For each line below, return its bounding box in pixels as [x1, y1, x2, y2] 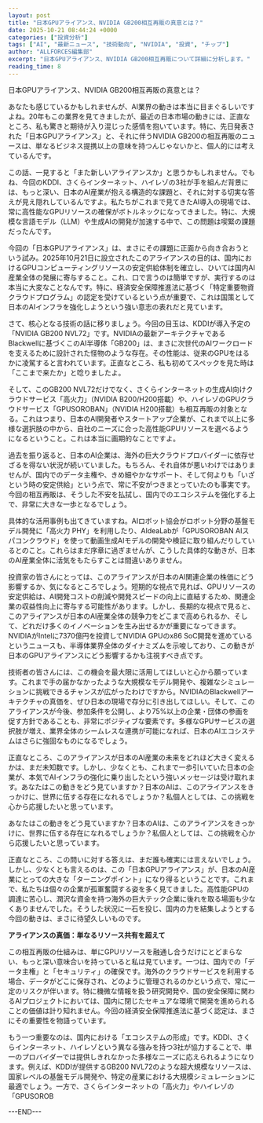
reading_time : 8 [8, 63, 61, 71]
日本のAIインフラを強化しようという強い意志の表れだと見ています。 [8, 302, 228, 311]
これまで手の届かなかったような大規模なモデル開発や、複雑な [20, 677, 221, 686]
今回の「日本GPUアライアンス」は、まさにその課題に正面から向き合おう [8, 243, 243, 252]
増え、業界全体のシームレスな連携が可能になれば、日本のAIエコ [28, 726, 235, 735]
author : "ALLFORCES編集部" [8, 48, 93, 56]
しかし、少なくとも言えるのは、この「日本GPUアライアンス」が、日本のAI [8, 865, 249, 874]
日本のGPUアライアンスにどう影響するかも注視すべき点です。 [8, 650, 207, 660]
